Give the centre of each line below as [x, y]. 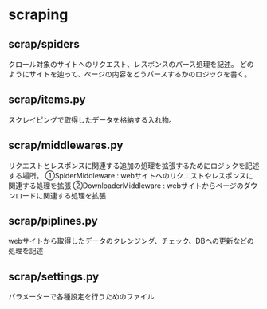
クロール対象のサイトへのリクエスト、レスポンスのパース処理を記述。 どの [131, 64]
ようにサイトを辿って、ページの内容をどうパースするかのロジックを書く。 [130, 74]
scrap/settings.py [54, 276]
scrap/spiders [44, 44]
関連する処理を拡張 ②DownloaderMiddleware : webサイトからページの [126, 186]
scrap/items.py [47, 100]
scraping [38, 15]
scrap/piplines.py [53, 221]
